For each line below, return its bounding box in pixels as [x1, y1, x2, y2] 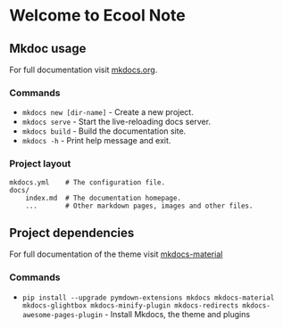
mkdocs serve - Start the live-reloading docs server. [21, 117, 212, 127]
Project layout [9, 158, 71, 170]
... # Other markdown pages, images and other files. [25, 201, 254, 210]
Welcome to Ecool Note [9, 5, 186, 26]
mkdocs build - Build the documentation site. [21, 126, 187, 136]
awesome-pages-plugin [21, 310, 103, 319]
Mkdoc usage [9, 41, 87, 56]
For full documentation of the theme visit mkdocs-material [9, 249, 223, 259]
